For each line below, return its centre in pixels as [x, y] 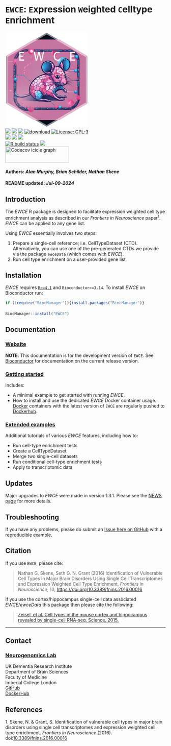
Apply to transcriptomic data [42, 467]
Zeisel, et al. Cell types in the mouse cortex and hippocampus [82, 614]
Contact [18, 641]
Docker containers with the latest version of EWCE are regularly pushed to [89, 406]
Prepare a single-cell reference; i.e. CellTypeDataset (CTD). [75, 243]
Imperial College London [31, 683]
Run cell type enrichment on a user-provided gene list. [70, 259]
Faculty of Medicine [26, 677]
